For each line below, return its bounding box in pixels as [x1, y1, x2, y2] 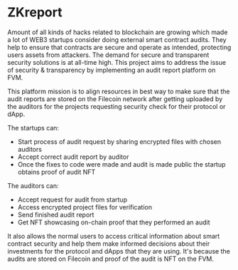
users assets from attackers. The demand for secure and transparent [7, 51, 210, 59]
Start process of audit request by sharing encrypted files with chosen [17, 137, 222, 146]
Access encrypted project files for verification [17, 202, 153, 211]
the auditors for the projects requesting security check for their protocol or [7, 102, 226, 110]
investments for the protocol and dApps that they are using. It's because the [7, 246, 231, 255]
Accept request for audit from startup [17, 195, 128, 204]
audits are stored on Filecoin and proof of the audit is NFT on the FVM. [7, 254, 215, 263]
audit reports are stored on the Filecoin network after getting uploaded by [7, 94, 223, 103]
